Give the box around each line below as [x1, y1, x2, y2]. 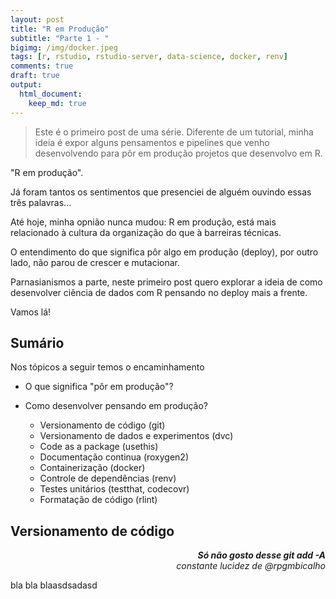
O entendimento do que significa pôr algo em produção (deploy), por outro [10, 246, 319, 258]
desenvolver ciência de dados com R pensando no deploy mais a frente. [10, 286, 308, 298]
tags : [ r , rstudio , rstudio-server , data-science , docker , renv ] [10, 52, 289, 62]
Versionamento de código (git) [39, 419, 166, 431]
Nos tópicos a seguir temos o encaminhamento [10, 361, 205, 373]
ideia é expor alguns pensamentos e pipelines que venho [34, 136, 270, 148]
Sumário [10, 334, 65, 351]
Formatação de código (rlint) [39, 494, 158, 506]
